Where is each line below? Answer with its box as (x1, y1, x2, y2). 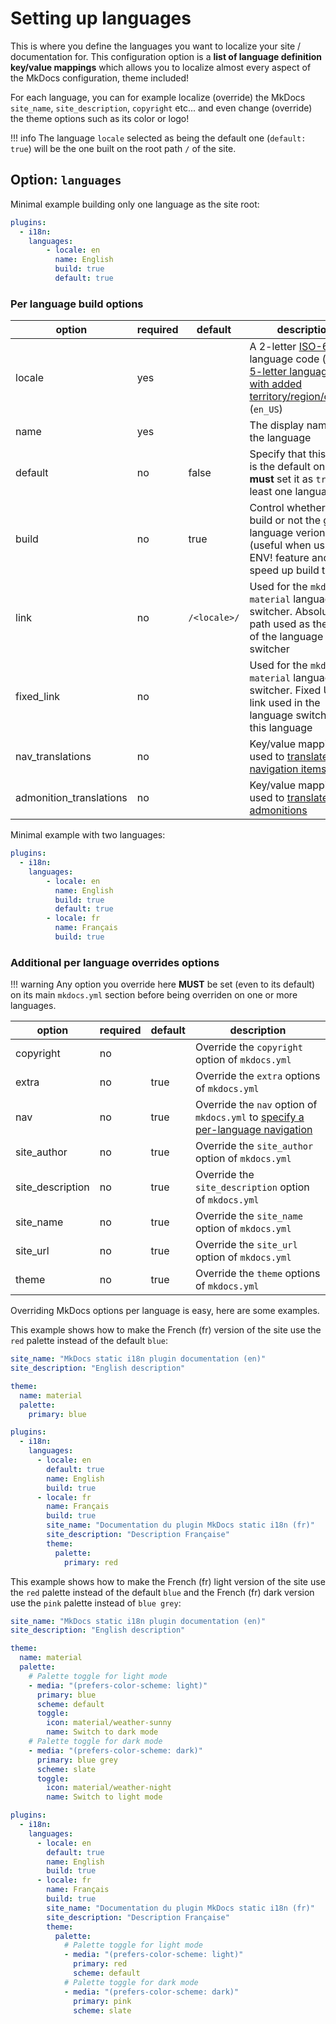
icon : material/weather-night (46, 1783, 172, 1793)
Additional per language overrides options (10, 955, 220, 969)
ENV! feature (249, 551, 310, 565)
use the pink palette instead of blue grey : (10, 1597, 182, 1609)
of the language (249, 630, 324, 644)
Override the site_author (194, 1139, 314, 1153)
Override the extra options (194, 1069, 321, 1083)
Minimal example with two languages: (10, 829, 166, 841)
